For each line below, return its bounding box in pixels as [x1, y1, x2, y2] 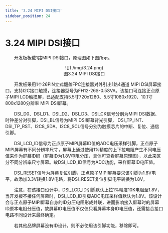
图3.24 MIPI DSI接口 [63, 71, 105, 77]
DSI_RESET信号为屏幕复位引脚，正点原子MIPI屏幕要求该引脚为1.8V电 [14, 170, 156, 176]
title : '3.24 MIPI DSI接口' [5, 8, 63, 13]
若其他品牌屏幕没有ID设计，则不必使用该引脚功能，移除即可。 [14, 222, 141, 228]
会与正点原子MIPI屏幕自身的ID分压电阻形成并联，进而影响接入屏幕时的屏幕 [5, 199, 159, 205]
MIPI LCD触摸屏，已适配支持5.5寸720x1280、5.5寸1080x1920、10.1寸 [9, 94, 153, 100]
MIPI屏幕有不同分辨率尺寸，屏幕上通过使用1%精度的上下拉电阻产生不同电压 [5, 147, 161, 153]
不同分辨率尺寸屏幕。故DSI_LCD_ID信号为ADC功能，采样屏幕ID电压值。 [9, 159, 158, 165]
